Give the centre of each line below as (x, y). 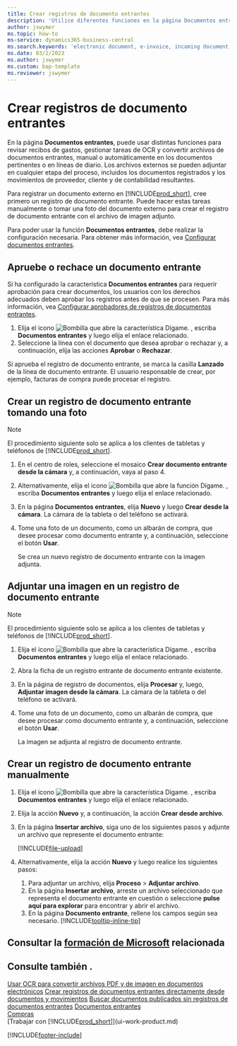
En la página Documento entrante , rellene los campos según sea (123, 913)
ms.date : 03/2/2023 (36, 54)
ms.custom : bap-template (44, 66)
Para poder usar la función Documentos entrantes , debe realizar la (105, 230)
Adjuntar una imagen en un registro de (93, 586)
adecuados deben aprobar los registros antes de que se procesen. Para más (119, 299)
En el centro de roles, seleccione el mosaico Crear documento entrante (122, 464)
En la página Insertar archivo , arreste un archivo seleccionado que (126, 891)
